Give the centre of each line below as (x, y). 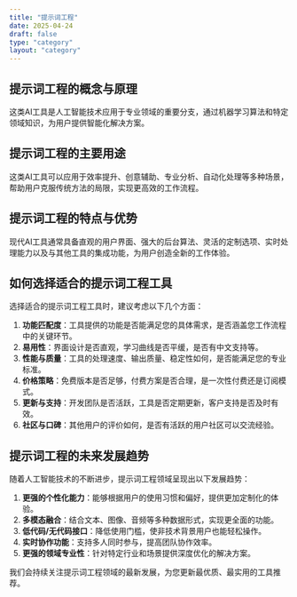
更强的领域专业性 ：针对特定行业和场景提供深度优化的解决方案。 (138, 553)
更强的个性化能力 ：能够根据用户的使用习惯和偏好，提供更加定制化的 (146, 497)
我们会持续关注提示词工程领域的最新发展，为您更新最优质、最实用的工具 (141, 572)
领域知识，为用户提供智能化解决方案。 (79, 123)
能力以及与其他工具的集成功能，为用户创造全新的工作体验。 (125, 252)
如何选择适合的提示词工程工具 (91, 283)
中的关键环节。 (49, 336)
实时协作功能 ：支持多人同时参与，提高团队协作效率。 (119, 542)
